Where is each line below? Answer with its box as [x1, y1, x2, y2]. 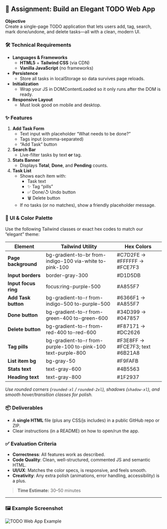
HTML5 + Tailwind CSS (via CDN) [19, 60, 90, 66]
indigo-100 [45, 258, 74, 264]
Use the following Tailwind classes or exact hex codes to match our [5, 226, 143, 232]
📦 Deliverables [5, 404, 43, 411]
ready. [19, 91, 33, 97]
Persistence [12, 70, 38, 76]
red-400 [45, 329, 67, 335]
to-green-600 [74, 315, 108, 322]
